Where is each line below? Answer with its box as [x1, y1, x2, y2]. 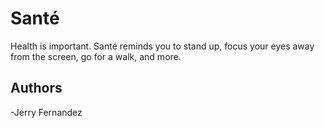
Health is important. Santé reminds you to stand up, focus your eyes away [10, 40, 315, 52]
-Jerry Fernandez [10, 106, 83, 118]
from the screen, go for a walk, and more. [10, 50, 182, 62]
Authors [10, 80, 63, 97]
